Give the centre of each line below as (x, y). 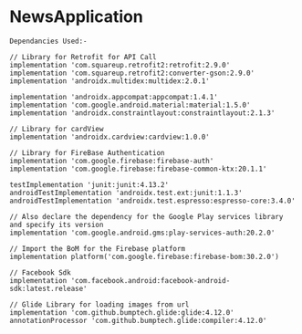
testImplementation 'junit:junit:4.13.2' (89, 184)
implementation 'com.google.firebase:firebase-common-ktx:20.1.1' (138, 169)
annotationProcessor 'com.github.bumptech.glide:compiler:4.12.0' (138, 320)
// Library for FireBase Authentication (88, 152)
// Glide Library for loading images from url (99, 304)
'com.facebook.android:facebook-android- (151, 280)
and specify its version (57, 224)
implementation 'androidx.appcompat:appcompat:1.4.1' (114, 97)
